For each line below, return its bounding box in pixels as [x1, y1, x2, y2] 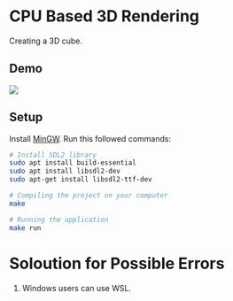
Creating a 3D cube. [9, 35, 82, 46]
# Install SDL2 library [9, 150, 97, 159]
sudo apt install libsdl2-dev [9, 166, 121, 176]
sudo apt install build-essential [9, 158, 137, 167]
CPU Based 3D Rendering [9, 6, 200, 27]
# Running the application [9, 215, 109, 224]
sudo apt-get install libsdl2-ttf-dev [9, 175, 152, 184]
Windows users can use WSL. [21, 282, 131, 293]
